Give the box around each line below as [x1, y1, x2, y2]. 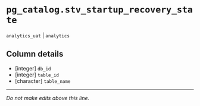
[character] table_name [14, 77, 71, 84]
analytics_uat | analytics [6, 31, 70, 39]
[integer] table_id [14, 71, 60, 78]
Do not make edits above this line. [6, 94, 90, 101]
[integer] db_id [14, 65, 52, 72]
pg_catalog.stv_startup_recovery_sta [6, 4, 193, 15]
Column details [6, 49, 64, 59]
